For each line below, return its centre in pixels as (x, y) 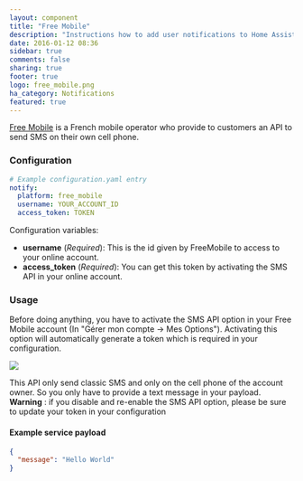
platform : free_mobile (60, 196)
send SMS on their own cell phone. (74, 137)
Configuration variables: (54, 231)
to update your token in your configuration (88, 411)
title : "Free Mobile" (50, 26)
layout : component (44, 18)
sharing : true (36, 69)
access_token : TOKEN (56, 213)
